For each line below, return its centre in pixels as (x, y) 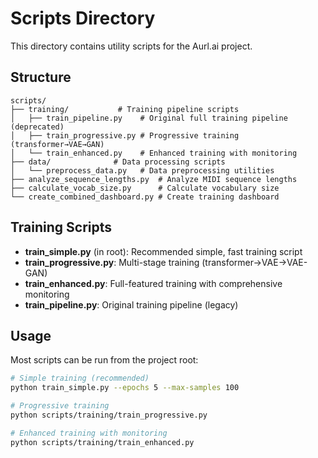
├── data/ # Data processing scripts (118, 162)
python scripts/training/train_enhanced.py (102, 442)
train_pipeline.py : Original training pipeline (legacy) (131, 304)
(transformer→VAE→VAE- (254, 262)
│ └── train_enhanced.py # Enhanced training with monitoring (154, 153)
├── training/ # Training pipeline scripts (125, 109)
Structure (41, 77)
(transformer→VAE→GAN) (57, 144)
